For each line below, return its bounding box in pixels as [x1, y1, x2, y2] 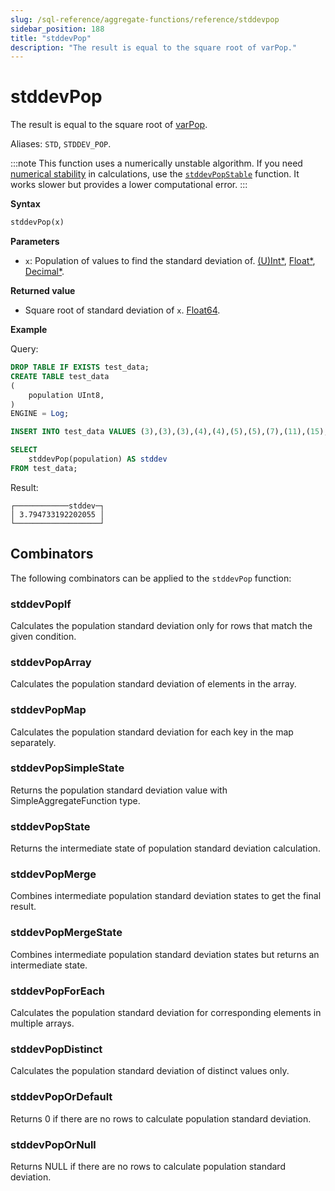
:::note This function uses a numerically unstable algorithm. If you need [10, 157, 303, 170]
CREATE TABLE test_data [10, 371, 110, 381]
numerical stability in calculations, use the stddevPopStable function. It [10, 168, 300, 180]
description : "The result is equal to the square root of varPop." [10, 42, 298, 53]
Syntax [10, 198, 41, 210]
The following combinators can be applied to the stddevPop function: [10, 572, 292, 584]
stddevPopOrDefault [10, 1090, 113, 1104]
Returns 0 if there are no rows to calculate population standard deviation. [10, 1112, 312, 1125]
